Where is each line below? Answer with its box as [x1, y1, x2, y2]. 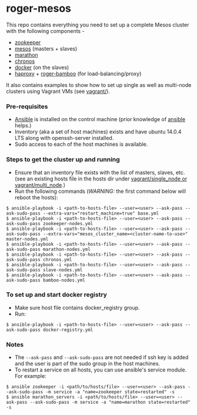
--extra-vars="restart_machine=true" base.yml [43, 210, 159, 216]
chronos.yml [43, 256, 72, 263]
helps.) [14, 122, 32, 129]
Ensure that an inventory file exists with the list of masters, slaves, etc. [14, 169, 185, 176]
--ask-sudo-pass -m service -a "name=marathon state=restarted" [29, 399, 191, 406]
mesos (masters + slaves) [14, 45, 78, 52]
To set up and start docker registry [6, 290, 108, 299]
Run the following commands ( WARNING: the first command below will [14, 188, 186, 195]
